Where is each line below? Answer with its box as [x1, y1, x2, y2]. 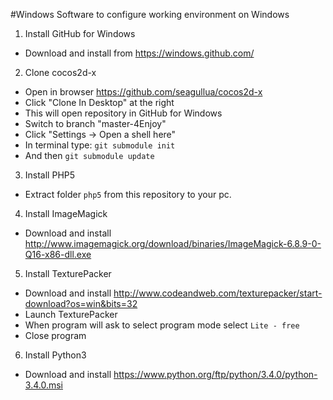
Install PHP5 [24, 169, 76, 181]
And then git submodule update [24, 150, 155, 161]
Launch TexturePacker [24, 309, 118, 320]
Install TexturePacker [24, 268, 112, 279]
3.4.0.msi [24, 379, 63, 391]
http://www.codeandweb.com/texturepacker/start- [113, 287, 323, 299]
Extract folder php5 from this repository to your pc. [24, 189, 232, 200]
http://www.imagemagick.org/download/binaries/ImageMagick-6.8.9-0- [24, 238, 322, 249]
